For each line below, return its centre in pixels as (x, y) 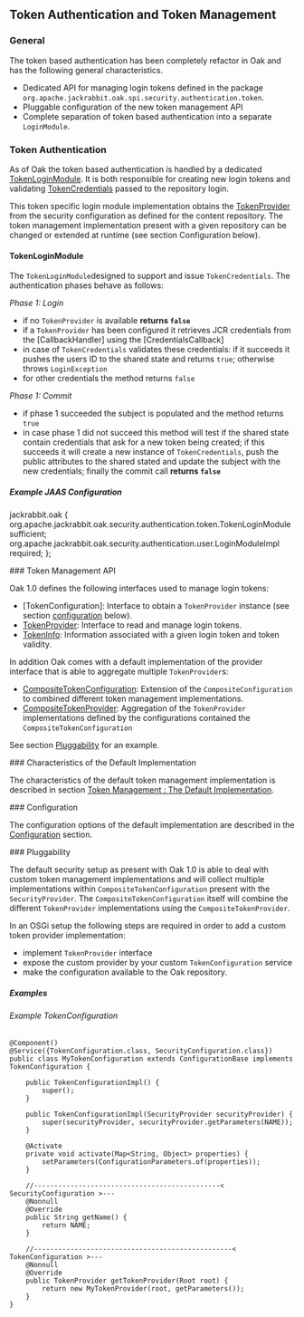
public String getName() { (76, 1217)
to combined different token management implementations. (133, 699)
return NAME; (66, 1225)
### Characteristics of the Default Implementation (103, 763)
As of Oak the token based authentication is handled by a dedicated (136, 169)
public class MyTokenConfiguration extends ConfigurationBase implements (152, 1059)
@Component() (34, 1043)
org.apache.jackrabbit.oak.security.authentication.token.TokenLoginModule (150, 524)
